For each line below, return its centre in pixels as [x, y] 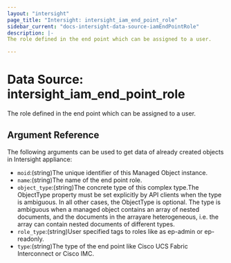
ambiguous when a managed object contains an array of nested [108, 209]
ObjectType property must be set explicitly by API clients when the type [119, 194]
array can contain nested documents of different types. [96, 224]
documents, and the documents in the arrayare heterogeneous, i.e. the [118, 217]
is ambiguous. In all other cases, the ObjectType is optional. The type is [119, 202]
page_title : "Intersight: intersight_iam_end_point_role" [92, 20]
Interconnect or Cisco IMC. [56, 253]
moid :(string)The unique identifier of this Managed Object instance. [112, 172]
